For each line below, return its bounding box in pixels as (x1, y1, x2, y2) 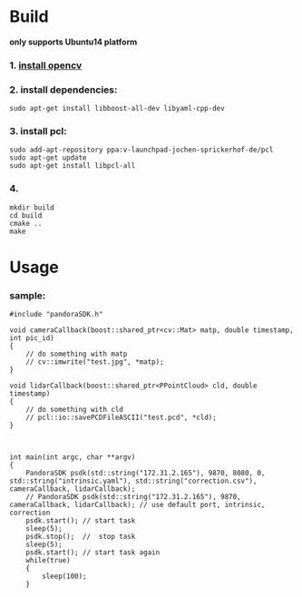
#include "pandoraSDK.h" (9, 310, 103, 319)
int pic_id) (9, 334, 54, 343)
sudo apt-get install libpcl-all (9, 161, 136, 171)
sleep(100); (42, 572, 88, 582)
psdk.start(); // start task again (25, 548, 161, 557)
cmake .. (9, 219, 43, 228)
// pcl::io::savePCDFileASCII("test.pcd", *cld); (25, 413, 218, 423)
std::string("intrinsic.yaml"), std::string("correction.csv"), (9, 476, 258, 486)
